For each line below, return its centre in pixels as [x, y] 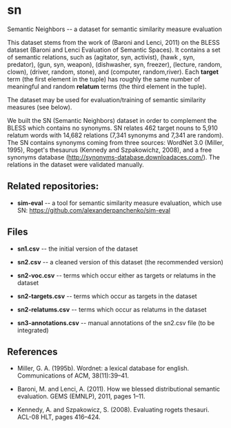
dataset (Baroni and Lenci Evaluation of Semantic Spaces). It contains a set [114, 50]
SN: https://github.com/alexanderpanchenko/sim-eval [94, 210]
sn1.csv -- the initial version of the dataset [77, 249]
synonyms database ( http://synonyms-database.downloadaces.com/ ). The [114, 157]
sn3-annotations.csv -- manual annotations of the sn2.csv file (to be [116, 322]
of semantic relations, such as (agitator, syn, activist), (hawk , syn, [101, 57]
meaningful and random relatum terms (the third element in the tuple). [107, 86]
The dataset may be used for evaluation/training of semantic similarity [107, 99]
